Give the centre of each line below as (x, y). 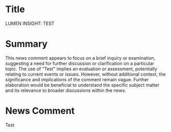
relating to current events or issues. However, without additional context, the (86, 74)
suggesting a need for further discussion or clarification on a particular (80, 63)
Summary (26, 44)
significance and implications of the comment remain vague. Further (77, 79)
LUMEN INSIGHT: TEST (30, 23)
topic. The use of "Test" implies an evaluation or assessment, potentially (81, 69)
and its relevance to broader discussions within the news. (66, 90)
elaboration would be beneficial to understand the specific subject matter (82, 85)
